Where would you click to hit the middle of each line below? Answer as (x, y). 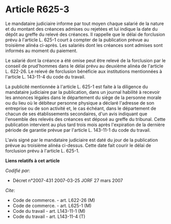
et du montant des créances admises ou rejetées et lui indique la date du (81, 29)
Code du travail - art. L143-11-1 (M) (49, 211)
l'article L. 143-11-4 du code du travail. (45, 77)
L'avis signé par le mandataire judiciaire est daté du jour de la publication (82, 140)
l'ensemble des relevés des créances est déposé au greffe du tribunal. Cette (85, 119)
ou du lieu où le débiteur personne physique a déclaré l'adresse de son (80, 103)
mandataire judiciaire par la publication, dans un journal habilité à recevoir (83, 92)
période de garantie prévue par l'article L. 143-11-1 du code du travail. (78, 130)
